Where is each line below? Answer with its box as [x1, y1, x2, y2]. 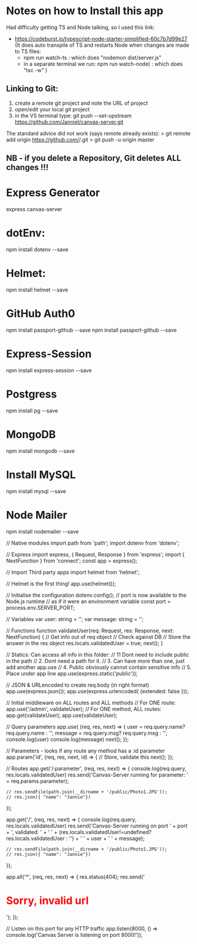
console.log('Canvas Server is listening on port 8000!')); [6, 931, 143, 938]
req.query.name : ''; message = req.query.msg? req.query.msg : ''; [6, 729, 168, 736]
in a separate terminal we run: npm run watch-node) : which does [23, 60, 183, 67]
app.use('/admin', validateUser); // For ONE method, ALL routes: [6, 705, 162, 712]
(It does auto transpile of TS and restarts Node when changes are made [14, 41, 190, 49]
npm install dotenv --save [6, 246, 69, 253]
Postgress [6, 387, 57, 401]
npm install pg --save [6, 407, 58, 414]
